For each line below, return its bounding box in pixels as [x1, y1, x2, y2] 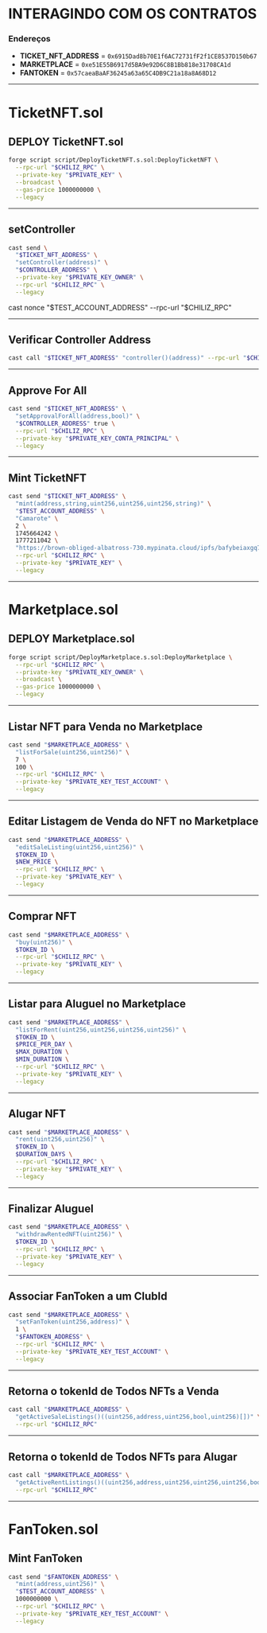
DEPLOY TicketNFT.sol [8, 135, 124, 149]
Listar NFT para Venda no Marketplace [8, 719, 203, 733]
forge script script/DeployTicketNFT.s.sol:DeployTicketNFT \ [8, 156, 219, 164]
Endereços [8, 33, 52, 45]
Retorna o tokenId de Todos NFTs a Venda [8, 1385, 219, 1398]
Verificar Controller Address [8, 333, 151, 347]
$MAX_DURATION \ [15, 1048, 69, 1056]
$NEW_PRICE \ [15, 858, 59, 866]
